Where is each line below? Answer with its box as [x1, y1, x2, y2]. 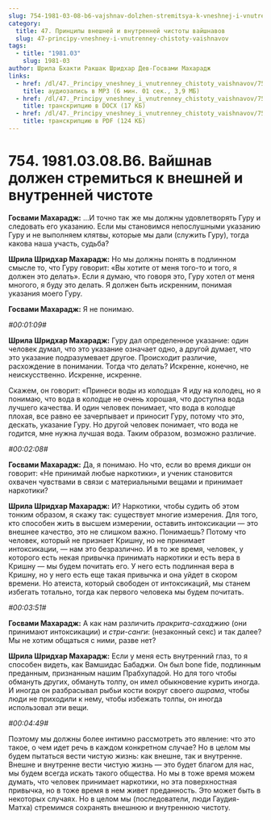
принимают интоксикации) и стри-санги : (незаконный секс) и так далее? [8, 627, 262, 637]
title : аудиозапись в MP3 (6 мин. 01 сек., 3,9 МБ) [23, 86, 200, 95]
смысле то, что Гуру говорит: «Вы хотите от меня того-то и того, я [8, 263, 238, 272]
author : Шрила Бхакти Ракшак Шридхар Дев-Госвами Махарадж [8, 65, 211, 73]
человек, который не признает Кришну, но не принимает [8, 535, 206, 545]
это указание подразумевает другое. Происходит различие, [8, 352, 217, 362]
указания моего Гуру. [8, 288, 83, 298]
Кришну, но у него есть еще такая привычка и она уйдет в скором [8, 570, 238, 579]
